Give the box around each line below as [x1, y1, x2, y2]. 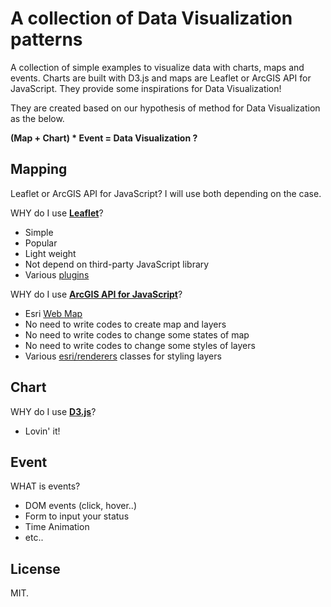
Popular [24, 237, 58, 249]
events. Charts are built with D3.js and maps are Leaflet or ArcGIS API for [10, 72, 312, 84]
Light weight [24, 247, 77, 259]
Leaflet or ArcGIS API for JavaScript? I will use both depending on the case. [10, 187, 322, 199]
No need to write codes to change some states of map [24, 328, 250, 341]
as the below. [10, 112, 65, 124]
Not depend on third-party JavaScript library [24, 258, 210, 270]
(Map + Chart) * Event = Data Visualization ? [10, 132, 198, 144]
